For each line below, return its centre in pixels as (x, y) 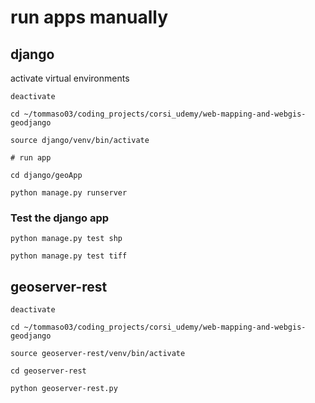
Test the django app (60, 218)
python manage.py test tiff (69, 256)
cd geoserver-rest (48, 371)
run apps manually (89, 17)
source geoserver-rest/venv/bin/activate (98, 354)
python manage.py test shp (66, 239)
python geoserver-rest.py (64, 389)
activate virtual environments (70, 78)
